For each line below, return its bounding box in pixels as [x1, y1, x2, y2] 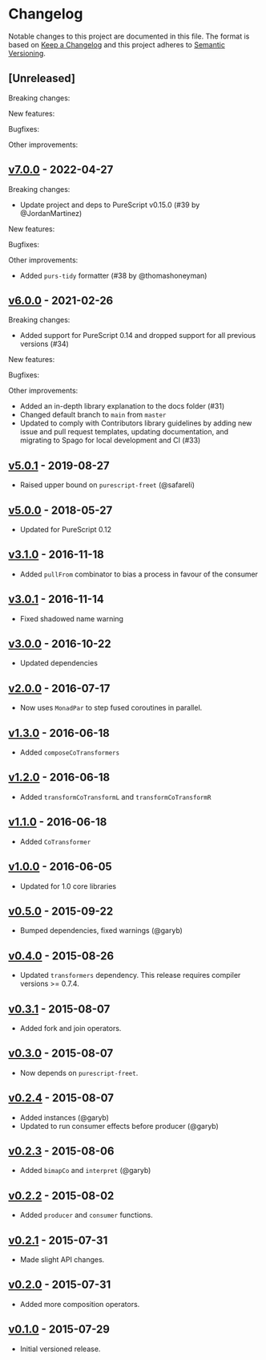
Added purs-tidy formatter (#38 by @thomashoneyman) [19, 271, 208, 280]
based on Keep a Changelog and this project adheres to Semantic [8, 39, 226, 49]
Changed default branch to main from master [19, 410, 167, 420]
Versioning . [8, 48, 46, 58]
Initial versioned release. [19, 1344, 101, 1354]
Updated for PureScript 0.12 [19, 525, 112, 534]
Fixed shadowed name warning [19, 613, 124, 623]
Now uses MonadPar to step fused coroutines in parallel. [19, 703, 203, 713]
